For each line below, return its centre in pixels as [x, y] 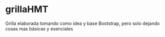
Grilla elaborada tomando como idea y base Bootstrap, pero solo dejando [82, 23]
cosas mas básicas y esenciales [39, 28]
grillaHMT [27, 9]
